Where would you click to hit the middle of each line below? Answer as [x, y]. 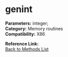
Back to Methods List [27, 49]
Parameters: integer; [27, 23]
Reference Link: [22, 43]
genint [19, 9]
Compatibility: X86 [25, 34]
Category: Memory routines [34, 28]
